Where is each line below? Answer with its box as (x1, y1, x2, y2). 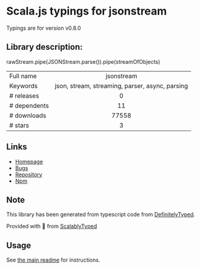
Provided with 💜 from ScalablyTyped (6, 223, 97, 230)
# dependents (9, 101, 50, 110)
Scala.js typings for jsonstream (6, 4, 167, 18)
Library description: (6, 42, 83, 52)
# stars (9, 121, 29, 129)
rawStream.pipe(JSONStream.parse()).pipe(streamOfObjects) (6, 58, 160, 65)
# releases (9, 91, 39, 100)
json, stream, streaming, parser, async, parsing (54, 81, 188, 90)
